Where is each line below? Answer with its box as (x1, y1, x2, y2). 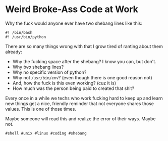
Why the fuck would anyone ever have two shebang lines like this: (5, 20, 143, 26)
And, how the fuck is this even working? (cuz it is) (12, 80, 117, 86)
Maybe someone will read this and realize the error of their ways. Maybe (5, 115, 156, 122)
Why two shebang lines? (12, 64, 64, 70)
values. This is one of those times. (5, 106, 77, 112)
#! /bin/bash (5, 30, 33, 35)
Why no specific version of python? (12, 69, 87, 75)
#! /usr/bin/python (5, 34, 46, 39)
